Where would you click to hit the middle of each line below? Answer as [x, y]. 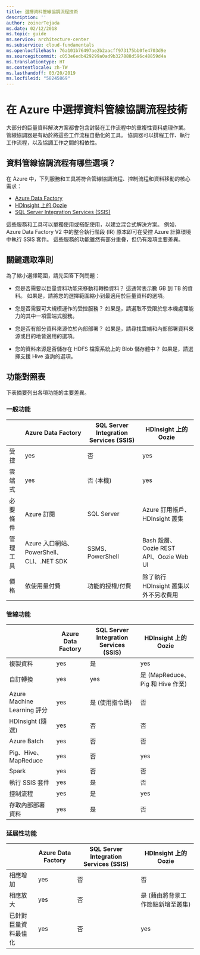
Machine [21, 701]
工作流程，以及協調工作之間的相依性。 [53, 143]
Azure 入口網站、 [49, 543]
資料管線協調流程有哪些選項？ [61, 163]
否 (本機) [99, 480]
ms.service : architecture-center [48, 39]
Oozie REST [159, 548]
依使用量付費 [43, 585]
